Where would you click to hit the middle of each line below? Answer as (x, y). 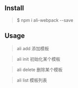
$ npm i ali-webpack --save (45, 20)
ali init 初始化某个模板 (38, 59)
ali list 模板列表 (32, 80)
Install (14, 8)
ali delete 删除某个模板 (39, 70)
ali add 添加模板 (33, 48)
